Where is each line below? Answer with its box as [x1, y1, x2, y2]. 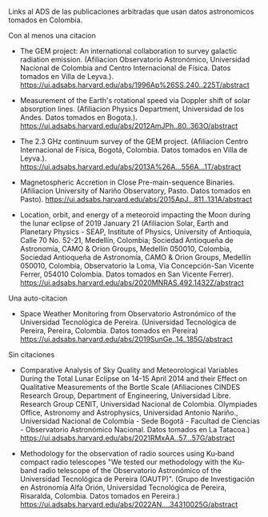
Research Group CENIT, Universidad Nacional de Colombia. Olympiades [19, 400, 258, 408]
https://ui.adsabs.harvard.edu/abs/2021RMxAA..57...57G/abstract [19, 433, 235, 443]
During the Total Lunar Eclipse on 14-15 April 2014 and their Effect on [19, 374, 248, 383]
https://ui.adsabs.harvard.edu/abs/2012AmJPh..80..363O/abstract [19, 121, 238, 130]
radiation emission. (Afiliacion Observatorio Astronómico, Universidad [19, 55, 250, 64]
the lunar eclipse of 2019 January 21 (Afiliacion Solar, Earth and [19, 219, 229, 228]
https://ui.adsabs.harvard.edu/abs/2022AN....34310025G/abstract [19, 499, 238, 509]
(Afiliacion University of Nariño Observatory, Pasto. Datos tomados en [19, 186, 250, 195]
